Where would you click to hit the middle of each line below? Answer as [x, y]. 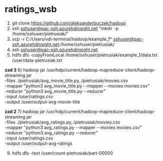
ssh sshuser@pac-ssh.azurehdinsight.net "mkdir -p [65, 28]
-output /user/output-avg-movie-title [42, 101]
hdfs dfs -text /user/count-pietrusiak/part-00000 [62, 153]
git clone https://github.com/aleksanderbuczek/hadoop [69, 23]
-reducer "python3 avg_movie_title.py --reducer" [55, 91]
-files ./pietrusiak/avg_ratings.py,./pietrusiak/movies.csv [62, 122]
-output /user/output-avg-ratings [39, 143]
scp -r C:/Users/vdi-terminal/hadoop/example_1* [62, 39]
